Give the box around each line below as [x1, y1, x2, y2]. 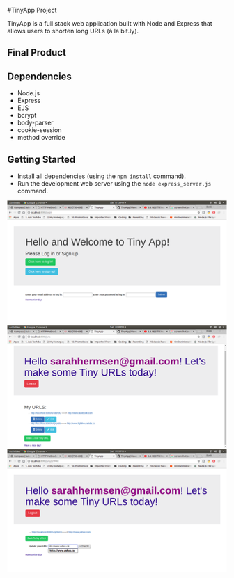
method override [17, 134, 65, 142]
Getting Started [7, 153, 76, 166]
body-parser [17, 118, 54, 127]
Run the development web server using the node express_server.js [17, 179, 212, 188]
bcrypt [17, 111, 37, 120]
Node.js [17, 89, 40, 97]
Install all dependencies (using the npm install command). [17, 172, 187, 180]
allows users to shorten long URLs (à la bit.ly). [7, 27, 139, 35]
